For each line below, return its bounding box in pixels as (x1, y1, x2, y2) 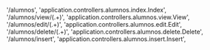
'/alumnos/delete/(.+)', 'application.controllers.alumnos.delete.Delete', (6, 27, 203, 36)
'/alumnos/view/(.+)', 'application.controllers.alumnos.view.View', (6, 13, 190, 21)
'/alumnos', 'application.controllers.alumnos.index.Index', (6, 6, 167, 14)
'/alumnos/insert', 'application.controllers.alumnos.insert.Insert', (6, 35, 186, 43)
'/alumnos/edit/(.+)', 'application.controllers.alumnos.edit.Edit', (6, 21, 183, 28)
